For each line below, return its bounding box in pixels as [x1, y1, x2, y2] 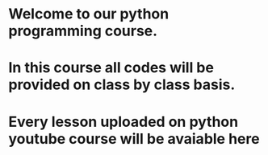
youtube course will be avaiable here [8, 129, 260, 148]
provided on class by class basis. [8, 75, 236, 94]
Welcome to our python [8, 5, 170, 23]
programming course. [8, 22, 158, 40]
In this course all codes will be [8, 59, 214, 77]
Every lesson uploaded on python [8, 112, 239, 131]
